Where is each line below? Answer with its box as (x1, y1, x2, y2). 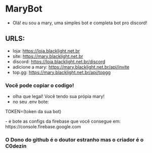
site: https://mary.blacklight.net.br (12, 53, 83, 59)
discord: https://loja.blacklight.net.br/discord (12, 59, 106, 65)
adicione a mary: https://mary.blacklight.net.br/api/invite (12, 64, 130, 70)
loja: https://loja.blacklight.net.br (12, 47, 80, 54)
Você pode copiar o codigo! (5, 82, 74, 89)
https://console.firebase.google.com (5, 124, 81, 130)
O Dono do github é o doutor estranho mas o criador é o (5, 136, 144, 143)
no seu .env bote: (12, 99, 49, 105)
